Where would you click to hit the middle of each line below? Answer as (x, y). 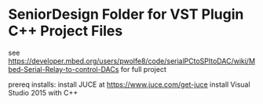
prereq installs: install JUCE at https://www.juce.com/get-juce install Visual (129, 84)
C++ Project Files (66, 31)
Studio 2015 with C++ (43, 92)
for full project (143, 69)
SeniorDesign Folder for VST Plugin (126, 14)
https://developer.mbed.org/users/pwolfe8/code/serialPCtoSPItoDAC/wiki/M (132, 61)
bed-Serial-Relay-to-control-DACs (64, 69)
